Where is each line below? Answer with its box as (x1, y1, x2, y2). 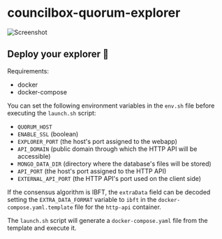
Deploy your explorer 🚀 (7, 48, 110, 60)
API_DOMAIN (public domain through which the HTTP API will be (17, 145, 198, 153)
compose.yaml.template (7, 204, 73, 211)
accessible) (17, 152, 51, 160)
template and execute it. (7, 224, 77, 232)
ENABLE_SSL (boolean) (17, 129, 79, 138)
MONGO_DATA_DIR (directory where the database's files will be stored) (17, 159, 212, 168)
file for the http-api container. (74, 203, 162, 211)
